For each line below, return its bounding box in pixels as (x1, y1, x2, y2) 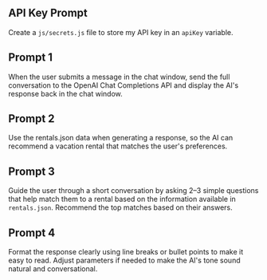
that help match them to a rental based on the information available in (8, 195, 237, 204)
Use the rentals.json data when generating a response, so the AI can (8, 133, 234, 143)
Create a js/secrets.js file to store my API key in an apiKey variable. (8, 27, 234, 37)
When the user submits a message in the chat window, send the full (8, 72, 230, 81)
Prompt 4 (8, 226, 56, 239)
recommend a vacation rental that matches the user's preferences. (8, 141, 228, 151)
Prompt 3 (8, 164, 56, 178)
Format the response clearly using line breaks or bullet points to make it (8, 247, 244, 257)
